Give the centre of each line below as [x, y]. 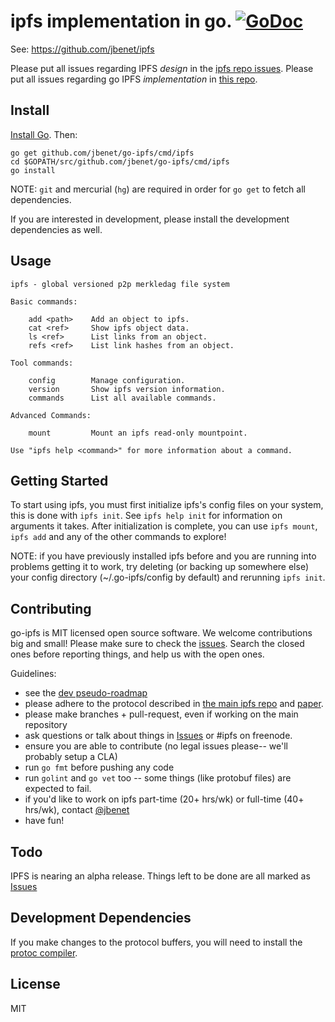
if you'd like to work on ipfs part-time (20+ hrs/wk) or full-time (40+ [164, 799]
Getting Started [59, 480]
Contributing [51, 608]
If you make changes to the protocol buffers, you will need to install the [156, 942]
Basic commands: [44, 301]
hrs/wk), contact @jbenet [77, 810]
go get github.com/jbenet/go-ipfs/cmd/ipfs [102, 153]
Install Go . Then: [44, 134]
